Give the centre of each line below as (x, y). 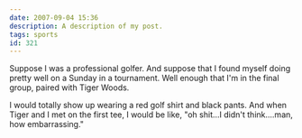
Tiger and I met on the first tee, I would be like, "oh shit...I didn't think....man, (151, 115)
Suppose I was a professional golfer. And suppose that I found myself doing (150, 69)
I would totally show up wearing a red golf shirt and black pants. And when (148, 106)
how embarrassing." (46, 124)
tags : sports (34, 34)
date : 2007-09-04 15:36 (54, 18)
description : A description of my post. (87, 26)
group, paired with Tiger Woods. (69, 87)
